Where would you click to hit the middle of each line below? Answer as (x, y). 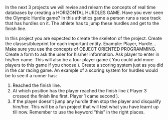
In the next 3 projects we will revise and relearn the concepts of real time (80, 7)
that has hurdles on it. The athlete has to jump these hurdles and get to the (82, 23)
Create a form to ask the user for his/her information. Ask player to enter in (82, 54)
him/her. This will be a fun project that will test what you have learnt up (86, 107)
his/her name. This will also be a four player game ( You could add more (79, 59)
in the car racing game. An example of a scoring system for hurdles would (81, 70)
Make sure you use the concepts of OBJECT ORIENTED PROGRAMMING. (81, 49)
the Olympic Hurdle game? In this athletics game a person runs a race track (83, 18)
